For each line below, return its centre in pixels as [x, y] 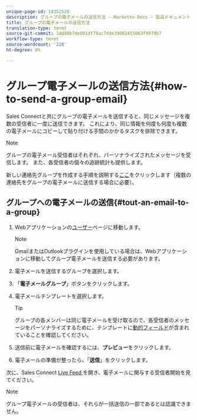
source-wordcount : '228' [36, 45]
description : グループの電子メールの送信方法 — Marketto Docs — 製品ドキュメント [98, 17]
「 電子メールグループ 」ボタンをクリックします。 [74, 283]
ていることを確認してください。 [53, 334]
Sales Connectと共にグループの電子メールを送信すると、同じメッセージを [96, 116]
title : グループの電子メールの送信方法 [48, 22]
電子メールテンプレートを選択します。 [61, 296]
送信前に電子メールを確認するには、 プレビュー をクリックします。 [94, 347]
